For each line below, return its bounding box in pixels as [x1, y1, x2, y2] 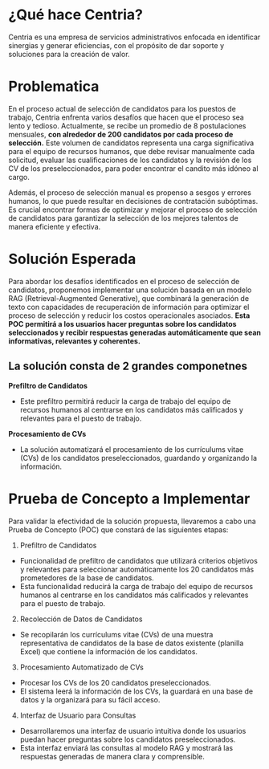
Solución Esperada [8, 250, 137, 268]
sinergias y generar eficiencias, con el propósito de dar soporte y [8, 40, 225, 50]
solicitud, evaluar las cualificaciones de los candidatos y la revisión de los [8, 155, 252, 165]
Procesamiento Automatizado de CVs [19, 662, 145, 672]
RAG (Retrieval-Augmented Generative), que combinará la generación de [8, 293, 250, 303]
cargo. [8, 172, 31, 181]
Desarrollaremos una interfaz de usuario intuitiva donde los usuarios [19, 726, 247, 735]
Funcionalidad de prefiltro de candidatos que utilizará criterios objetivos [19, 555, 259, 565]
